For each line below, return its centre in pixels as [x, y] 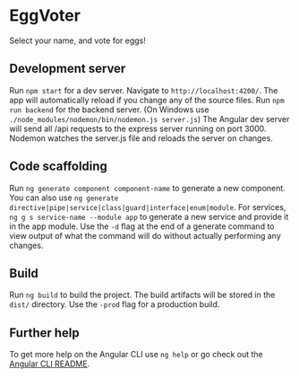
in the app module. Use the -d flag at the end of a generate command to [142, 226]
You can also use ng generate [64, 198]
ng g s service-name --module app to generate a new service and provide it [149, 216]
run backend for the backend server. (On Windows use [109, 110]
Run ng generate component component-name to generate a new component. [148, 188]
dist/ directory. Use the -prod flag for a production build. [115, 304]
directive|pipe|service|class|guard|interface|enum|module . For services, [148, 207]
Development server [68, 69]
